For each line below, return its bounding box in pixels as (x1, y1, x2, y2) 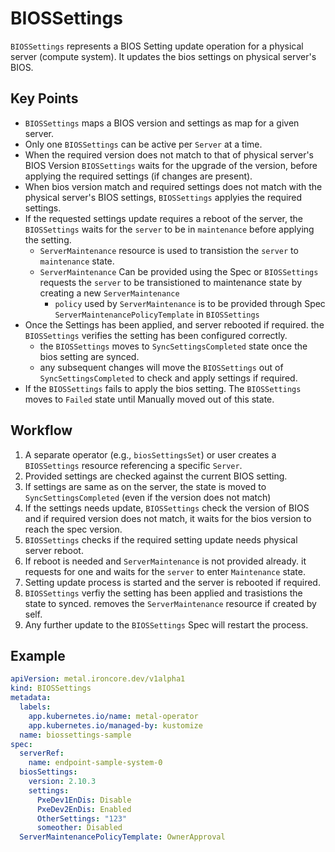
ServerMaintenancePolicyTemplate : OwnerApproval (19, 832, 226, 842)
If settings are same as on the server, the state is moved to (24, 480, 267, 492)
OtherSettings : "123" (36, 813, 128, 824)
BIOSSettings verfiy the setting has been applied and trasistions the (24, 587, 303, 599)
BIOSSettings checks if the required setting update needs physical (24, 533, 298, 546)
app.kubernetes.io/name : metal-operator (28, 711, 199, 721)
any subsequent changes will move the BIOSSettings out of (39, 361, 284, 373)
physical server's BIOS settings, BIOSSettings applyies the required (24, 191, 303, 203)
